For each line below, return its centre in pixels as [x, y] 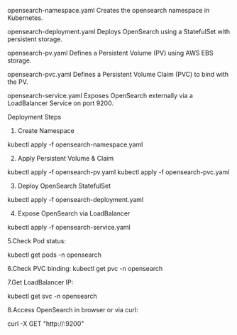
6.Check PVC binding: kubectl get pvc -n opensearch [85, 268]
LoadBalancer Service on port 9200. [60, 103]
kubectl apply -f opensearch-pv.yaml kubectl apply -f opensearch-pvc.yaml [118, 172]
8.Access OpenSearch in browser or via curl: [73, 310]
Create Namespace [46, 131]
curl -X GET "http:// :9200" [46, 324]
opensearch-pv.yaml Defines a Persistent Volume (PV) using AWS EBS [110, 53]
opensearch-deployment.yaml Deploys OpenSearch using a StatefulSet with [119, 32]
